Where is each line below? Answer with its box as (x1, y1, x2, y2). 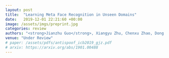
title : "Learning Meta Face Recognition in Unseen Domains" (5, 12, 137, 17)
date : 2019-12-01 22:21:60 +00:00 (5, 17, 82, 22)
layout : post (5, 7, 33, 13)
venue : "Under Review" (5, 36, 53, 41)
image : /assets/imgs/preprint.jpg (5, 21, 78, 27)
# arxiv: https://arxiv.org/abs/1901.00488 (5, 45, 99, 50)
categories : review (5, 26, 47, 31)
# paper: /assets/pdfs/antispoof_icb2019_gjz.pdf (5, 40, 112, 45)
